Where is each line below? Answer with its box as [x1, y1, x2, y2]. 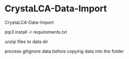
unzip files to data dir [4, 38, 48, 45]
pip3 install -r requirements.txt [4, 29, 67, 35]
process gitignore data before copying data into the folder [4, 48, 124, 54]
